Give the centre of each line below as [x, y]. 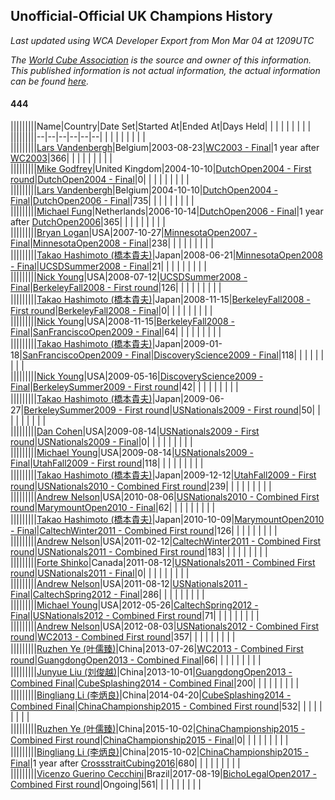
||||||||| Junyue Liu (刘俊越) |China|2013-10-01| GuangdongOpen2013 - [151, 672]
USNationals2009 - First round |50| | [246, 410]
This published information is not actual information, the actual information [165, 70]
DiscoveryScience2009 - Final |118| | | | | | [239, 355]
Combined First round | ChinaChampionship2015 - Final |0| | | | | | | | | [149, 740]
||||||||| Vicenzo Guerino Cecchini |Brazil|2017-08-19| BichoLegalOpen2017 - [163, 774]
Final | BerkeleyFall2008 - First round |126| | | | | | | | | [116, 288]
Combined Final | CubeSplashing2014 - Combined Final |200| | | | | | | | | [155, 683]
